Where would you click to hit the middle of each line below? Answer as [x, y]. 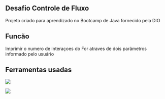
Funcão [17, 37]
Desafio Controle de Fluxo [47, 8]
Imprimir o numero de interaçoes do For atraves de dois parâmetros [76, 48]
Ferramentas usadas [39, 70]
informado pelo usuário [30, 54]
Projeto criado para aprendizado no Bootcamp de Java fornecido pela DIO [83, 20]
